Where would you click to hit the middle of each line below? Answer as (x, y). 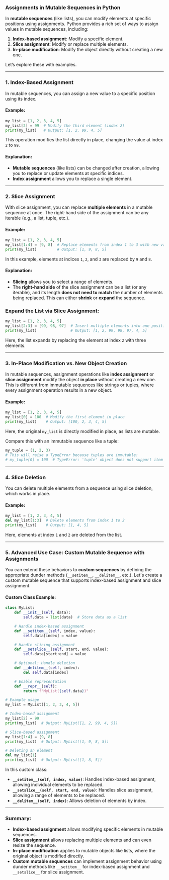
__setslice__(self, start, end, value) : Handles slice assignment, (83, 790)
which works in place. (28, 493)
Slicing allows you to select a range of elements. (63, 282)
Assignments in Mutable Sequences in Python (63, 8)
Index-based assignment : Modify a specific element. (68, 39)
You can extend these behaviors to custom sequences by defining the (78, 570)
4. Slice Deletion (26, 477)
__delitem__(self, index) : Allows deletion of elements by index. (79, 801)
